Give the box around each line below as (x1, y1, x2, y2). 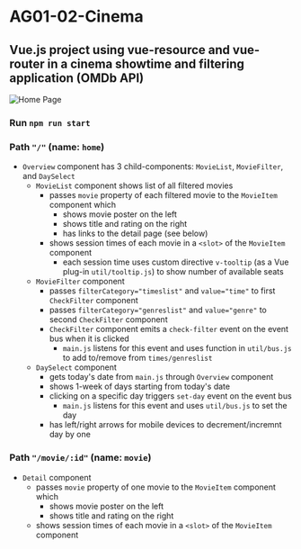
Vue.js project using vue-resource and (9, 42, 231, 58)
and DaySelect (22, 171, 75, 182)
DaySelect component (35, 362, 117, 373)
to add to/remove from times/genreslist (62, 353, 213, 364)
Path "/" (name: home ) (9, 140, 105, 153)
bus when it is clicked (49, 333, 130, 344)
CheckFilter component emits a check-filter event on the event (49, 324, 289, 335)
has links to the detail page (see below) (62, 228, 208, 239)
